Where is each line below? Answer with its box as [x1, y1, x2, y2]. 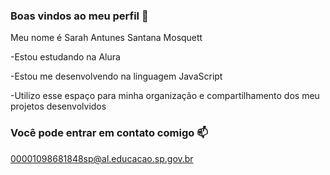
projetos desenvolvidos [10, 100, 107, 113]
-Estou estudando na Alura [10, 51, 121, 63]
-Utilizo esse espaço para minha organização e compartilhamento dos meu [10, 90, 320, 102]
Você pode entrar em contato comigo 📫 [10, 126, 208, 140]
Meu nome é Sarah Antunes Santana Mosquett [10, 32, 203, 44]
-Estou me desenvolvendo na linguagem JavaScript [10, 70, 223, 83]
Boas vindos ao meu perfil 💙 [10, 9, 149, 23]
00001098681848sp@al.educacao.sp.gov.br [10, 152, 194, 164]
